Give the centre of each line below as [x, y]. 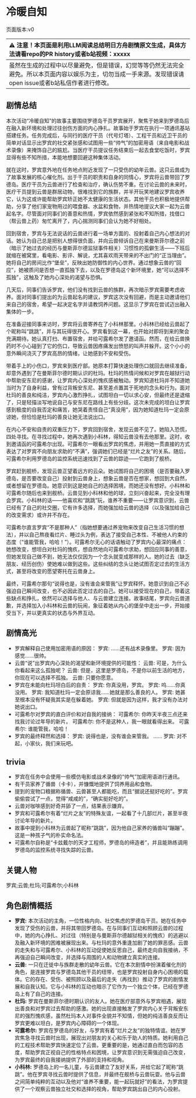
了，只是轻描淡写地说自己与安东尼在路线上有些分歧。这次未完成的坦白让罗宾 [98, 402]
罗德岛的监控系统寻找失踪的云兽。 [55, 850]
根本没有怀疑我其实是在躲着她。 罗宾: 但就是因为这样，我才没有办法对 [104, 699]
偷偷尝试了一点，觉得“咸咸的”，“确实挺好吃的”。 [73, 798]
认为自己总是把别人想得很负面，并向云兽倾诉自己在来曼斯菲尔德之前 [103, 240]
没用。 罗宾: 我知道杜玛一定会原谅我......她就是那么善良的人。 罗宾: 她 [97, 692]
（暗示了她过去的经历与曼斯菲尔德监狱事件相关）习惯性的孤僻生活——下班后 [98, 248]
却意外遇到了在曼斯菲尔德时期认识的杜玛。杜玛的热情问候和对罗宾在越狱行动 [98, 373]
